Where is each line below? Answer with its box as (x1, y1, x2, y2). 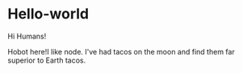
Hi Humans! (7, 31, 47, 41)
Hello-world (7, 5, 90, 23)
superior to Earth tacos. (7, 55, 86, 65)
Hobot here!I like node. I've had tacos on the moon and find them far (7, 47, 235, 56)
